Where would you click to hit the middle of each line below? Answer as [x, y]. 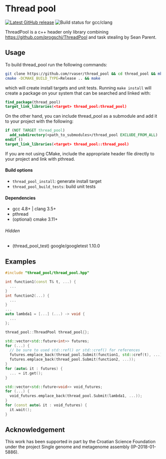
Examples [21, 261]
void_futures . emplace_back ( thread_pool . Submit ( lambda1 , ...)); [76, 396]
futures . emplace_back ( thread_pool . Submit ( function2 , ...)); [73, 360]
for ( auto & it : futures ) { [34, 368]
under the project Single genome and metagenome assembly [67, 447]
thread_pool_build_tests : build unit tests [54, 186]
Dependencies [21, 198]
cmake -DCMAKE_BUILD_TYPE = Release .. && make [53, 78]
